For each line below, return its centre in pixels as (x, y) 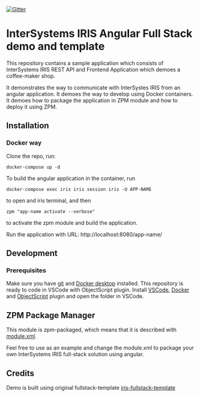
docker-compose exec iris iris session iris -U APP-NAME (79, 189)
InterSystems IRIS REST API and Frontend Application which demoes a (93, 69)
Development (32, 253)
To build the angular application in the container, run (71, 178)
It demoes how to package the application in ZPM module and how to (92, 100)
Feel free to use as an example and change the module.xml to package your (100, 348)
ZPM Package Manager (51, 315)
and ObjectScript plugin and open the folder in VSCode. (75, 296)
